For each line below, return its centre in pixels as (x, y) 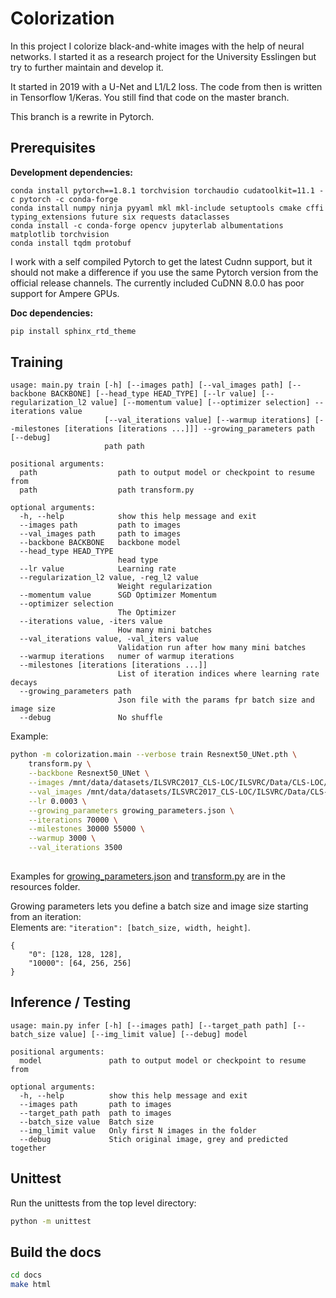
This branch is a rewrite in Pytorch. (82, 116)
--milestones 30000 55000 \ (86, 829)
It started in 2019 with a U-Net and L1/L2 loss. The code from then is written (166, 86)
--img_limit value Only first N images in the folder (138, 1130)
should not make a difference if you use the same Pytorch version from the (164, 272)
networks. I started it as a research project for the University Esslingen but (163, 56)
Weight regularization (165, 587)
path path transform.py (107, 490)
